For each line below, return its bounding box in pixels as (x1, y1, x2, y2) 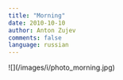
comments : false (8, 33, 62, 42)
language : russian (8, 41, 69, 49)
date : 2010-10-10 (8, 19, 66, 27)
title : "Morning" (8, 11, 66, 20)
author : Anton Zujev (8, 26, 77, 34)
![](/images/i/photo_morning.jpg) (8, 63, 115, 72)
